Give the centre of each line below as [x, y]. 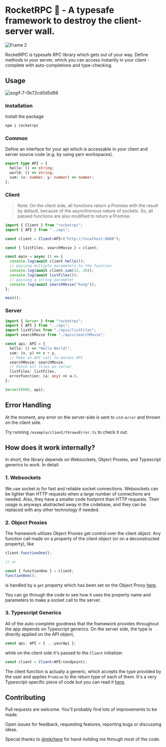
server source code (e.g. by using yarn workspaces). [59, 154]
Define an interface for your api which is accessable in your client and [76, 149]
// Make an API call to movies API [46, 358]
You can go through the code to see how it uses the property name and [78, 595]
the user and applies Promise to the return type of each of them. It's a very [81, 676]
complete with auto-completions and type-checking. [59, 65]
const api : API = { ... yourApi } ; [41, 643]
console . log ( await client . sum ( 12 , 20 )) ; [52, 271]
